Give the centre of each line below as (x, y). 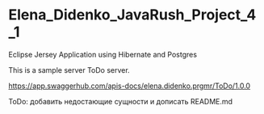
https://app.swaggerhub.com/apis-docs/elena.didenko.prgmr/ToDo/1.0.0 (130, 86)
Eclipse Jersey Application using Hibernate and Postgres (103, 54)
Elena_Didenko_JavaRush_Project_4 (132, 15)
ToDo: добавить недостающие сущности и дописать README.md (120, 101)
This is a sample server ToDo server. (69, 70)
